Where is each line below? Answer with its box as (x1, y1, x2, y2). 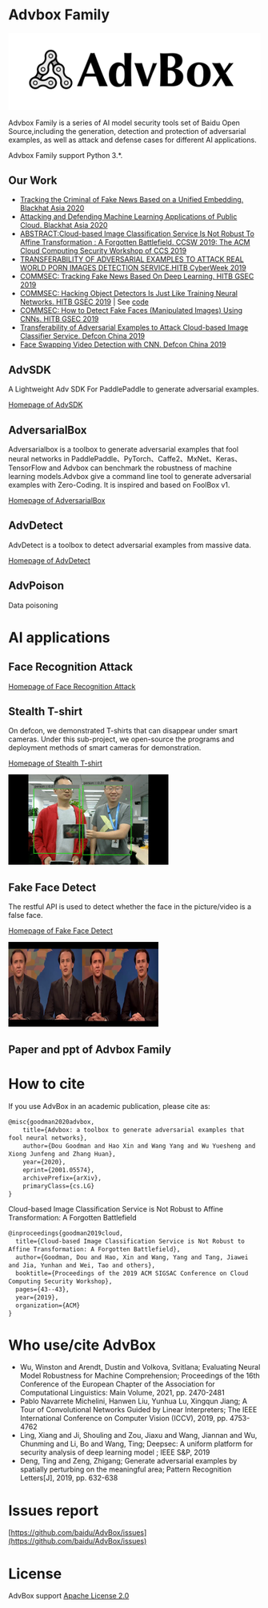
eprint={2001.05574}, (22, 1166, 94, 1174)
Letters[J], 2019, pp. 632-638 (19, 1473, 118, 1483)
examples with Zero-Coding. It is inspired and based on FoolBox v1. (8, 480, 230, 489)
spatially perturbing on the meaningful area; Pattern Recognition (19, 1464, 232, 1474)
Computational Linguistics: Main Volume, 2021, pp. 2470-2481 (19, 1388, 226, 1398)
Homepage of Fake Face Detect (8, 926, 114, 936)
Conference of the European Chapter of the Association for (19, 1379, 216, 1389)
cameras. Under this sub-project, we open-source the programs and (8, 734, 234, 744)
